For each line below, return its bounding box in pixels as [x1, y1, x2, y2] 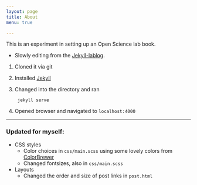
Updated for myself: [6, 128, 64, 136]
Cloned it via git [14, 63, 53, 70]
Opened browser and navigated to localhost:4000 [14, 108, 136, 115]
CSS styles [14, 141, 42, 148]
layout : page [6, 8, 38, 15]
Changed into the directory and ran [14, 86, 100, 93]
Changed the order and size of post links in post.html [23, 172, 153, 179]
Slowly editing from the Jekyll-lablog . [14, 52, 105, 59]
